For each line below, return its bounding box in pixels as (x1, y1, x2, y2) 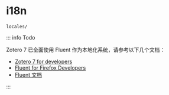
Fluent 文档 (14, 71, 43, 78)
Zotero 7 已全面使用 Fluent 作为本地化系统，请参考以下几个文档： (6, 46, 165, 53)
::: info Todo (6, 34, 35, 41)
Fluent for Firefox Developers (14, 64, 86, 71)
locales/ (6, 24, 28, 30)
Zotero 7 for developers (14, 58, 73, 65)
